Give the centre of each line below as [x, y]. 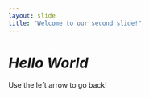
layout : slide [32, 16]
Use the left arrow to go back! [58, 85]
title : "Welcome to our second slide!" [75, 23]
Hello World [48, 63]
